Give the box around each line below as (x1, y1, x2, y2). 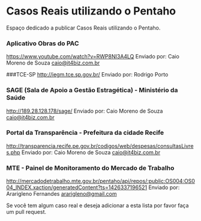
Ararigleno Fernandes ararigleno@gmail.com (6, 190, 117, 198)
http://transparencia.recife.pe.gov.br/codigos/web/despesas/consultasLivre (6, 142, 194, 149)
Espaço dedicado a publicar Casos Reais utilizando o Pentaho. (6, 24, 161, 31)
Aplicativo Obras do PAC (6, 39, 79, 48)
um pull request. (6, 208, 47, 216)
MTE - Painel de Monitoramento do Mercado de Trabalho (6, 164, 175, 172)
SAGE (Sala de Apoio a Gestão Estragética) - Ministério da (6, 86, 178, 95)
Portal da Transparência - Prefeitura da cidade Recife (6, 128, 164, 137)
